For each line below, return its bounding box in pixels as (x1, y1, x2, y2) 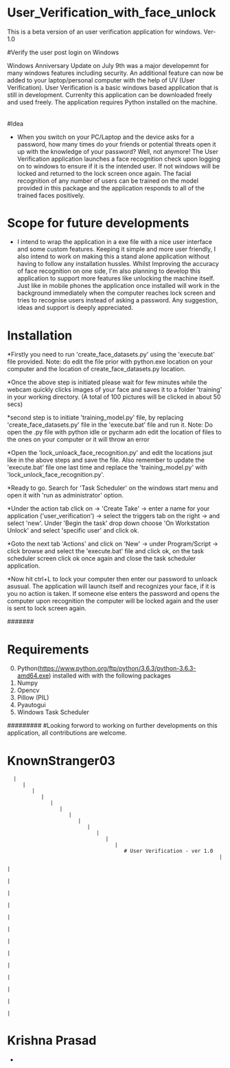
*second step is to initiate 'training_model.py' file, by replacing (7, 414, 184, 422)
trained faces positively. (16, 191, 85, 199)
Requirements (7, 641, 89, 657)
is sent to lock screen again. (7, 604, 87, 612)
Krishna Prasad (7, 1033, 97, 1049)
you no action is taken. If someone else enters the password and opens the (7, 590, 220, 598)
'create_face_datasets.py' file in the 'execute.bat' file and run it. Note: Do (7, 421, 213, 429)
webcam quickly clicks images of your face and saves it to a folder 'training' (7, 386, 222, 394)
